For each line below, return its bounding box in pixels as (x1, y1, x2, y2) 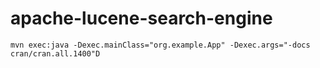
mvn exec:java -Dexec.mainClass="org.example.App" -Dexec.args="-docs (10, 40, 311, 50)
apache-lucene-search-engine (10, 7, 273, 30)
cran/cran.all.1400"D (10, 48, 101, 59)
